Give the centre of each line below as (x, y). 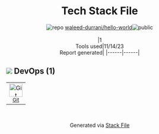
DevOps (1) (34, 71)
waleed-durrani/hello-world (98, 27)
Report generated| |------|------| (100, 52)
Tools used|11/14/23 (100, 46)
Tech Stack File (100, 11)
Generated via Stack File (100, 125)
